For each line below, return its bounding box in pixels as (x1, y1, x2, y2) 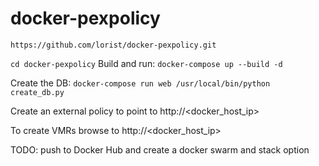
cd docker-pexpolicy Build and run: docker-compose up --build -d (10, 57, 283, 69)
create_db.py (10, 87, 65, 97)
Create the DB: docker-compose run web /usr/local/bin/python (10, 77, 271, 89)
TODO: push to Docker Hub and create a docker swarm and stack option (10, 143, 310, 156)
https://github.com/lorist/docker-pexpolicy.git (10, 40, 217, 50)
